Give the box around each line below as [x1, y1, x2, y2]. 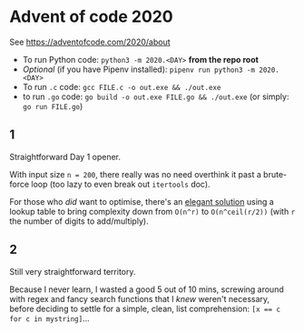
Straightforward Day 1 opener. [9, 151, 121, 162]
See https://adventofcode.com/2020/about [9, 36, 171, 47]
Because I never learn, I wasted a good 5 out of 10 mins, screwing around [9, 284, 284, 295]
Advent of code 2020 [9, 6, 174, 27]
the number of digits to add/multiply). [9, 216, 149, 227]
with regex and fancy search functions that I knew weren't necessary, [9, 293, 270, 304]
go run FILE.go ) [22, 100, 83, 111]
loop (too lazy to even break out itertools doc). [31, 178, 211, 189]
